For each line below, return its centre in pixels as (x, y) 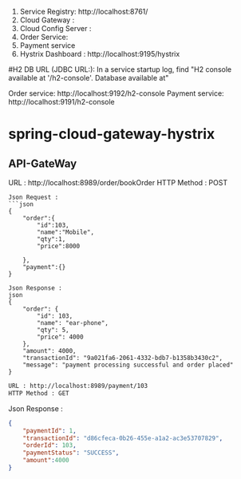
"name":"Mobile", (65, 232)
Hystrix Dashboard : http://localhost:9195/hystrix (100, 54)
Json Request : (34, 197)
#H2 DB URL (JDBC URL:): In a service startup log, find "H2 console (120, 69)
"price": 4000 (60, 337)
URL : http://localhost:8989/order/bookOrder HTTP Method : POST (118, 182)
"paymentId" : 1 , (50, 430)
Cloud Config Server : (55, 28)
